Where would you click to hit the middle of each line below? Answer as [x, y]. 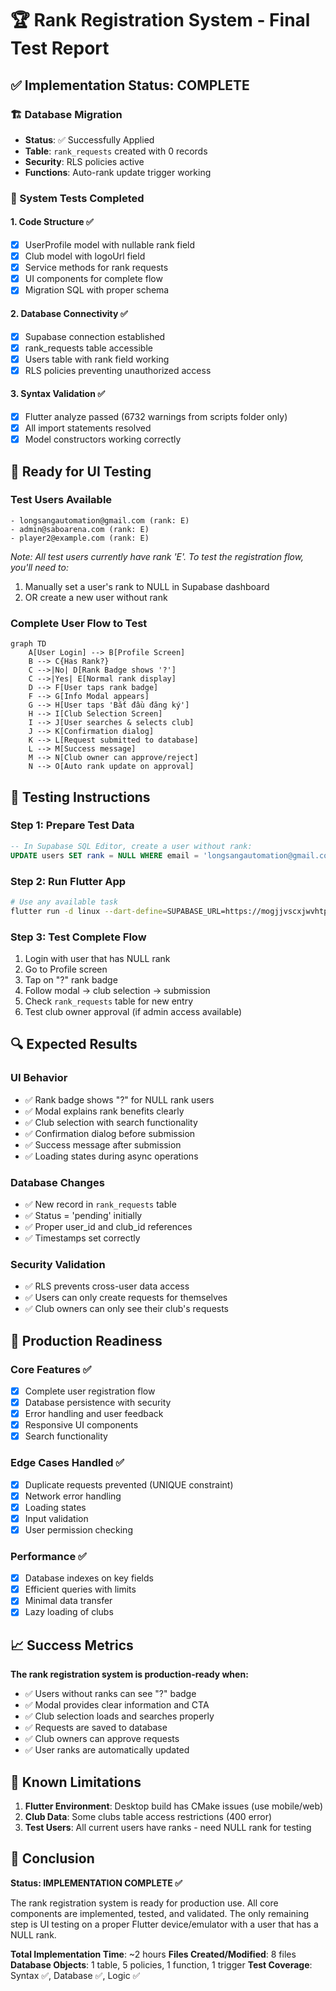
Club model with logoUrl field [85, 256]
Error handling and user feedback [94, 1414]
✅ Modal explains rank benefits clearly [104, 1111]
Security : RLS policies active [84, 161]
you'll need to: [40, 567]
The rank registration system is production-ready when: [129, 1674]
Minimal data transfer [68, 1601]
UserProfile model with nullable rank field [110, 245]
